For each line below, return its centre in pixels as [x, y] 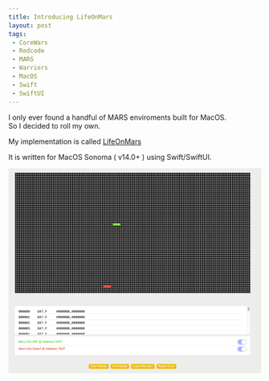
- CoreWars [30, 43]
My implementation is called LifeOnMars [75, 141]
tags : [17, 34]
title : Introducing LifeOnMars [61, 17]
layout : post [30, 25]
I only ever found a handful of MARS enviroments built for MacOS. [118, 117]
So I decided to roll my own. [55, 125]
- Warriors [30, 68]
